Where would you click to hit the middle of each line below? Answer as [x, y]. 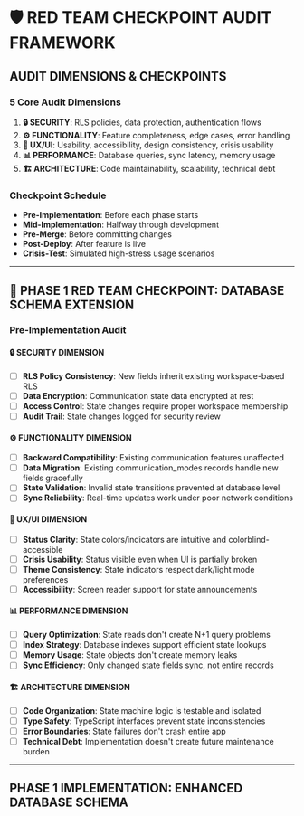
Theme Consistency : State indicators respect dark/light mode [138, 569]
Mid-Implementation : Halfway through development [121, 225]
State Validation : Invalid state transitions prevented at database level [151, 488]
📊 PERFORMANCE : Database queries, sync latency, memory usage [149, 155]
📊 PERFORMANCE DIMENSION [69, 611]
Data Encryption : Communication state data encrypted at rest [138, 395]
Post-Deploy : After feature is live [84, 244]
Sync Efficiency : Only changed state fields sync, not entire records [148, 665]
